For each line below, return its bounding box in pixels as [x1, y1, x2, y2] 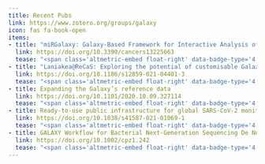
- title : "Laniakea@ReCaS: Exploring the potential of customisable [8, 63, 238, 71]
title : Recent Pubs [8, 11, 73, 20]
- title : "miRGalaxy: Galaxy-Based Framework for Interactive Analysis [8, 41, 248, 49]
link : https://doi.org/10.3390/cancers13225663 [15, 48, 175, 56]
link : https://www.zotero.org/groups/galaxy [8, 19, 157, 27]
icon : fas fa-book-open [8, 26, 87, 34]
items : [8, 33, 30, 42]
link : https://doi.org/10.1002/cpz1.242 [15, 136, 150, 144]
